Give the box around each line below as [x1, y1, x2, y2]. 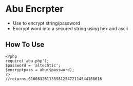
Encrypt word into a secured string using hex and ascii [12, 25, 128, 31]
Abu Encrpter [5, 3, 64, 15]
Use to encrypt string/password [12, 20, 81, 26]
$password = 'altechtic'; [5, 62, 61, 68]
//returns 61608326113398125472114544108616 [5, 76, 102, 81]
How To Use [5, 40, 45, 49]
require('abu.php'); [5, 58, 50, 63]
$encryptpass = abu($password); [5, 67, 74, 72]
